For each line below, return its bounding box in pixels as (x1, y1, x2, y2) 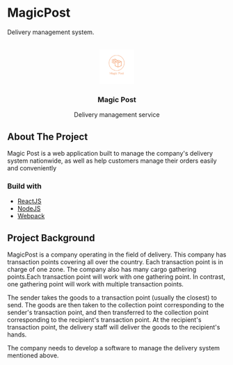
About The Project (7, 131, 88, 143)
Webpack (17, 212, 45, 220)
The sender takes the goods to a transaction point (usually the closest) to (7, 293, 218, 302)
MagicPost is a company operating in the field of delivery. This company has (7, 250, 227, 259)
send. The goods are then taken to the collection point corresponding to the (7, 301, 225, 309)
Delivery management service (74, 111, 160, 119)
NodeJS (17, 204, 41, 213)
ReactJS (17, 197, 42, 206)
